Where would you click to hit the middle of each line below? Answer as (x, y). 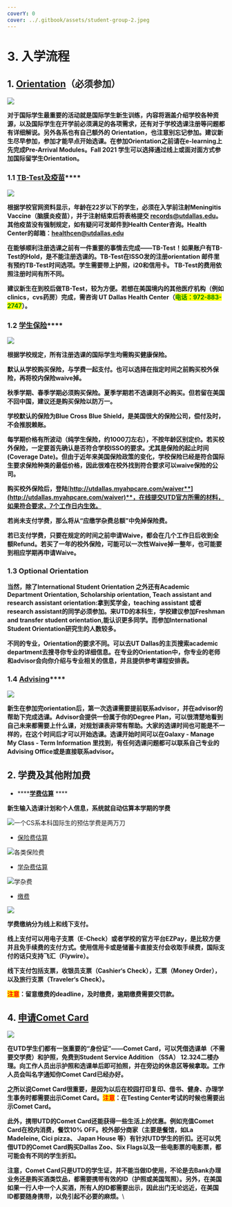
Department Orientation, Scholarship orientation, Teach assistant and (109, 595)
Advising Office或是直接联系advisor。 (62, 751)
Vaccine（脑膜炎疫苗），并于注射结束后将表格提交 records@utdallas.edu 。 (115, 216)
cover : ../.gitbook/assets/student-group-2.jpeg (78, 20)
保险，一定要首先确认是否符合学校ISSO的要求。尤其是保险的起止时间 (111, 448)
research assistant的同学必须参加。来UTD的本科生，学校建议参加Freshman (116, 611)
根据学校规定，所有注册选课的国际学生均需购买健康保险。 (89, 355)
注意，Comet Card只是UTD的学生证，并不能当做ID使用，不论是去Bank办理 (114, 1170)
